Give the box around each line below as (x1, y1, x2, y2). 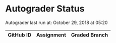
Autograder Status (5, 3, 85, 14)
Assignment (36, 31, 67, 38)
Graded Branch (71, 31, 108, 38)
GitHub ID (8, 31, 32, 38)
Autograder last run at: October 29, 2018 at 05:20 (5, 19, 108, 25)
